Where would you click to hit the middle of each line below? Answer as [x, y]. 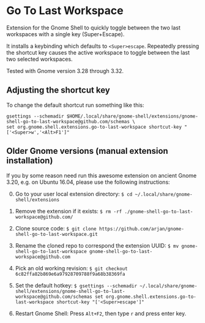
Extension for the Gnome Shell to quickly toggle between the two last [93, 28]
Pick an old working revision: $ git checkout [71, 268]
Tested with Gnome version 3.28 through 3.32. [65, 70]
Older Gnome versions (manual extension [87, 151]
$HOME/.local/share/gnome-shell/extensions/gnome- [132, 116]
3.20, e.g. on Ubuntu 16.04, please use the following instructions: [88, 182]
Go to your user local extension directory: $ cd [74, 194]
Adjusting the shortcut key [58, 90]
